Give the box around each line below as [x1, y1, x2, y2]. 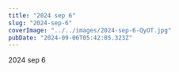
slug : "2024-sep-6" [8, 19, 73, 27]
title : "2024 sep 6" [8, 11, 77, 20]
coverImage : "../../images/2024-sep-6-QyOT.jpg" [8, 26, 172, 34]
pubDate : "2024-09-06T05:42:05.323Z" [8, 33, 133, 42]
